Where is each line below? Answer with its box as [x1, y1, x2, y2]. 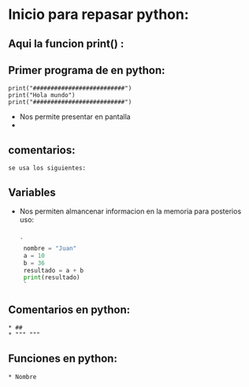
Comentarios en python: [8, 303, 131, 316]
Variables [8, 185, 57, 199]
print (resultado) [23, 274, 80, 281]
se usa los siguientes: [8, 164, 87, 173]
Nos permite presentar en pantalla [19, 112, 132, 121]
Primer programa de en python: [8, 63, 165, 76]
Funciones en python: [8, 352, 118, 366]
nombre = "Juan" [23, 244, 77, 252]
